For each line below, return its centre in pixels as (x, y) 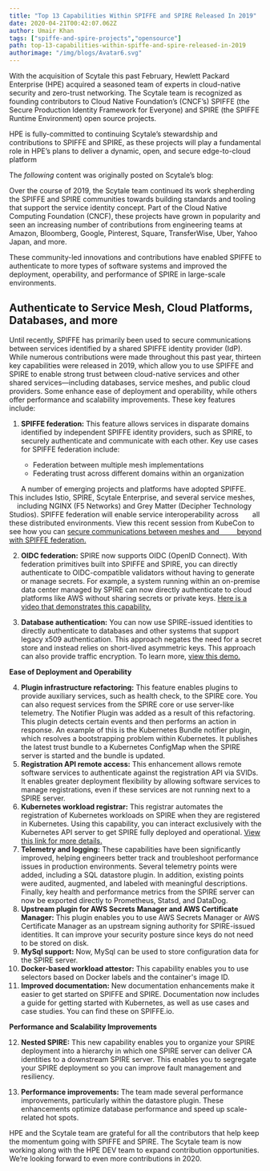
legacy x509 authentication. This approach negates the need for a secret (141, 639)
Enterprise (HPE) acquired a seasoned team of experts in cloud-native (125, 84)
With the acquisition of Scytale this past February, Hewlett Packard (119, 76)
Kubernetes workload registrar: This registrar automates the (122, 806)
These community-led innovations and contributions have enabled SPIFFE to (135, 257)
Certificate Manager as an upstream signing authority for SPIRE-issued (138, 926)
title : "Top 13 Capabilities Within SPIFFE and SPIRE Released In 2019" (133, 16)
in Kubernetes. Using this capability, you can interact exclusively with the (141, 824)
